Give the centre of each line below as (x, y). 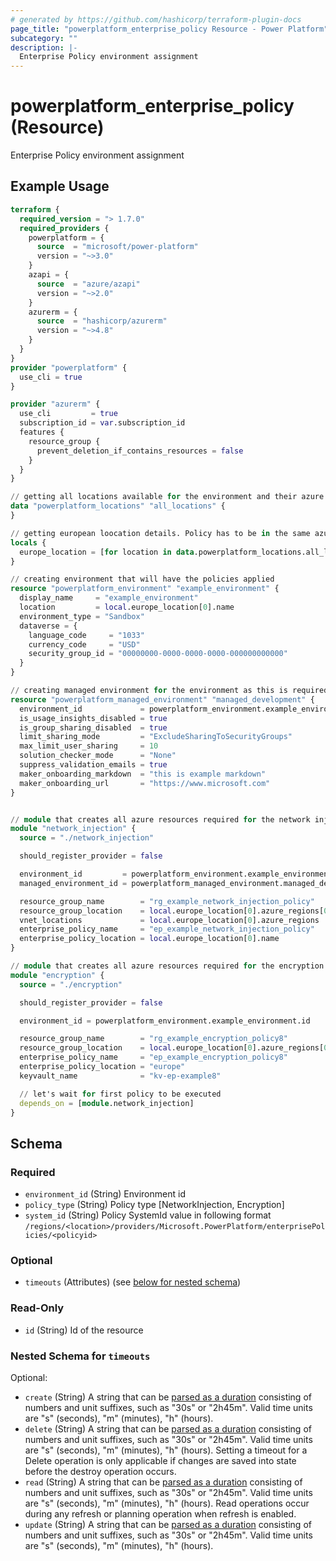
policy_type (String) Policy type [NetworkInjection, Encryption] (154, 1205)
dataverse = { (48, 626)
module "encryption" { (57, 975)
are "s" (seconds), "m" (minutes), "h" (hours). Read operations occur (167, 1503)
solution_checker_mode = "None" (98, 756)
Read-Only (37, 1308)
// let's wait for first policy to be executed (120, 1094)
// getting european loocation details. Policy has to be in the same (160, 533)
